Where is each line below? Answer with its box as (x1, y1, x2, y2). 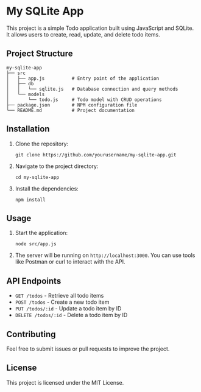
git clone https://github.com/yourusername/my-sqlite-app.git (15, 152, 177, 158)
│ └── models (6, 91, 45, 97)
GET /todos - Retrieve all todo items (15, 292, 104, 299)
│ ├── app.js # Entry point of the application (6, 75, 160, 82)
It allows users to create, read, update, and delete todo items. (6, 30, 160, 38)
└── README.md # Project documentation (6, 107, 135, 113)
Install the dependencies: (15, 184, 79, 192)
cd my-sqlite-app (15, 174, 60, 180)
